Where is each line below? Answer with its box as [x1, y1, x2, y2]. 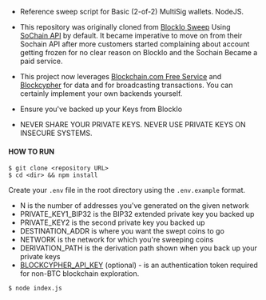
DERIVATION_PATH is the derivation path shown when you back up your [19, 243, 258, 253]
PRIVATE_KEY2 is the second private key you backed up [19, 218, 205, 227]
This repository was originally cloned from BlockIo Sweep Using [19, 22, 231, 31]
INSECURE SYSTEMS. [19, 128, 93, 138]
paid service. [19, 56, 63, 66]
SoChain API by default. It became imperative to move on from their [19, 31, 243, 40]
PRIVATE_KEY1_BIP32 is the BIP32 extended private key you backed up [19, 210, 255, 219]
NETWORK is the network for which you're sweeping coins [19, 235, 214, 245]
